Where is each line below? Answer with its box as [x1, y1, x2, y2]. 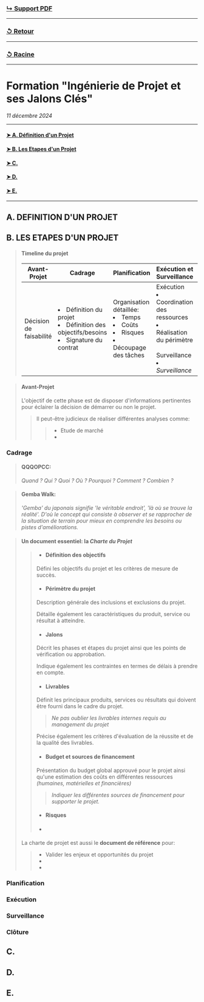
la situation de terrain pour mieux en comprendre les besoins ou [21, 517, 182, 524]
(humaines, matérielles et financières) [36, 779, 132, 787]
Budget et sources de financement [45, 753, 135, 760]
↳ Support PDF [6, 4, 53, 13]
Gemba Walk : [21, 490, 56, 498]
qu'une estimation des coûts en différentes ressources [36, 773, 173, 780]
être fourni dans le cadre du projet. [36, 703, 124, 710]
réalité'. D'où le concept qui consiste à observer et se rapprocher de [21, 510, 192, 518]
